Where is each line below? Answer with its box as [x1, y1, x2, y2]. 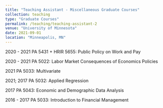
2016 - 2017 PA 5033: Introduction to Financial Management [5, 97, 129, 103]
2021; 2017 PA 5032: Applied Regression [5, 78, 89, 84]
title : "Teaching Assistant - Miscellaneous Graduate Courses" [5, 7, 140, 12]
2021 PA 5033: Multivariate [5, 68, 61, 74]
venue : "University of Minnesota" [5, 26, 77, 31]
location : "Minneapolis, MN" [5, 35, 66, 40]
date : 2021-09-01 [5, 30, 41, 35]
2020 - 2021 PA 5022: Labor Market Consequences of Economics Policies [5, 58, 158, 64]
